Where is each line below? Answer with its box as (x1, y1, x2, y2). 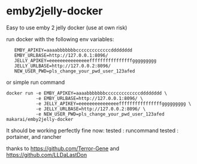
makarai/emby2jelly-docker (6, 116, 74, 122)
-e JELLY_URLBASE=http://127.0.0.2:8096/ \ (35, 106, 146, 112)
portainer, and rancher (6, 133, 62, 140)
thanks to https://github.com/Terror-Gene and (6, 145, 120, 152)
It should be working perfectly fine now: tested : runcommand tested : (6, 127, 178, 134)
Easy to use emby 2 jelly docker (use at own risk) (6, 24, 128, 31)
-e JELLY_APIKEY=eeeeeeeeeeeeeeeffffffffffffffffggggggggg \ (35, 101, 192, 107)
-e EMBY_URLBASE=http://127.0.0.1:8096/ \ (35, 95, 144, 101)
